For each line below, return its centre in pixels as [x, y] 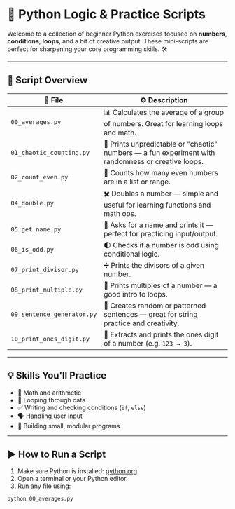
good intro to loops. [136, 294]
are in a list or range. [137, 182]
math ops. [120, 213]
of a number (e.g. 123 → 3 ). [148, 343]
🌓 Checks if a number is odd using [161, 245]
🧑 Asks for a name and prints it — [158, 225]
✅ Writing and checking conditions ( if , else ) [82, 407]
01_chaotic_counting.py [50, 152]
